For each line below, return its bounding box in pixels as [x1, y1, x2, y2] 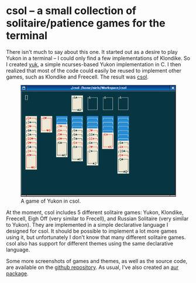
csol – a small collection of [6, 4, 136, 18]
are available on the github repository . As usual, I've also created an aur [6, 264, 179, 271]
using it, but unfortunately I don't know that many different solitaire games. [6, 233, 186, 241]
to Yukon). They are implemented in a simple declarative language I [6, 221, 169, 228]
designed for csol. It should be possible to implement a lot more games [6, 227, 177, 234]
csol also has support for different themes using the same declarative [6, 240, 174, 247]
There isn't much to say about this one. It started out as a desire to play [6, 48, 178, 55]
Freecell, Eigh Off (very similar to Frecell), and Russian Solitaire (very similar [6, 215, 189, 222]
